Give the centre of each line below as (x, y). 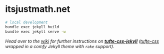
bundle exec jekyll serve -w (35, 31)
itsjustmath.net (38, 9)
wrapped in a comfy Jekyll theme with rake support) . (60, 46)
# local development (27, 22)
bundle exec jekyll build (32, 27)
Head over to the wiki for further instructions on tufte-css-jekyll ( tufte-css (82, 41)
